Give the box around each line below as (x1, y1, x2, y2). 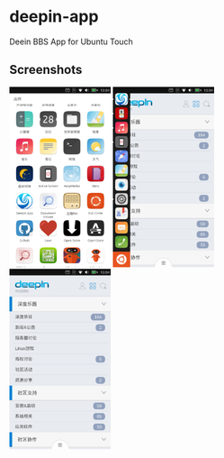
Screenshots (9, 62, 83, 78)
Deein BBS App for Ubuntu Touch (9, 36, 133, 47)
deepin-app (9, 6, 99, 27)
